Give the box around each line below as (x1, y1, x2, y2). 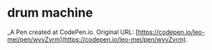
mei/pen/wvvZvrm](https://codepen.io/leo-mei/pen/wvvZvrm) (7, 35, 186, 43)
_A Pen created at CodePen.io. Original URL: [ (7, 28, 138, 36)
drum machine (7, 5, 93, 21)
